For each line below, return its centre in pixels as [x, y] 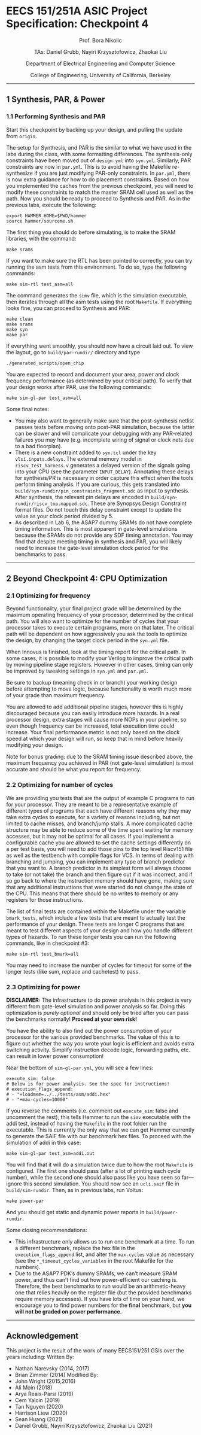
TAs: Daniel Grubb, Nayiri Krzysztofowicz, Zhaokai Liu [100, 51]
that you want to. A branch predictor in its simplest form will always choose [99, 868]
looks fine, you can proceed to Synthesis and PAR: [68, 308]
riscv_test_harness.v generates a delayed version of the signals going [102, 465]
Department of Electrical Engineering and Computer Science [100, 63]
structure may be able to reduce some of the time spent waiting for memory [100, 829]
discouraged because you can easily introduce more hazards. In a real [93, 713]
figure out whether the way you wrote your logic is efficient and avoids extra [100, 1043]
